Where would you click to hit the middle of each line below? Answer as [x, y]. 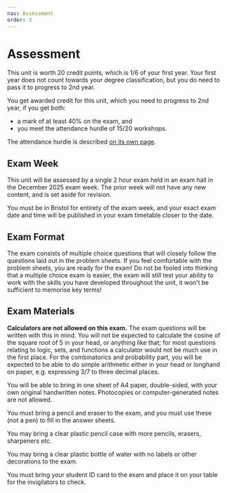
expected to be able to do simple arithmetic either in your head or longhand [114, 364]
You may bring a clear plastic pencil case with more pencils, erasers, [104, 433]
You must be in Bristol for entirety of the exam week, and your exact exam [111, 208]
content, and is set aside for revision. [59, 195]
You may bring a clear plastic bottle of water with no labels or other [102, 454]
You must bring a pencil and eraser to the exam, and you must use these [109, 413]
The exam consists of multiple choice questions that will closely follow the [112, 253]
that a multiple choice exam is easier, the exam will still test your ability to [110, 275]
